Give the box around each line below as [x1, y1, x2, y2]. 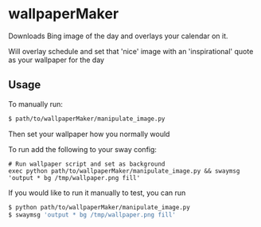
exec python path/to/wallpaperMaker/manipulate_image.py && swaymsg [8, 166, 240, 175]
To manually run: [8, 99, 64, 108]
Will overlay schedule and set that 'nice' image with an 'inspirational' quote [8, 46, 254, 56]
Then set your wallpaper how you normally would [8, 129, 170, 139]
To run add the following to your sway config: [8, 144, 158, 154]
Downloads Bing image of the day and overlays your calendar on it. [8, 31, 228, 41]
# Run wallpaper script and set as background [8, 160, 166, 168]
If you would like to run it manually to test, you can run [8, 188, 186, 198]
